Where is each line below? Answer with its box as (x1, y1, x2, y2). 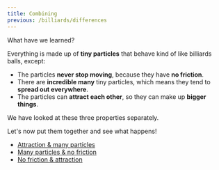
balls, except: (7, 56, 46, 65)
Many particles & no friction (17, 148, 97, 156)
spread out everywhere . (17, 85, 88, 93)
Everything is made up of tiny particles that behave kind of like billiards (7, 49, 212, 58)
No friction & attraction (17, 155, 83, 164)
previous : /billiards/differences (7, 17, 108, 24)
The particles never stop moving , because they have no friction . (17, 70, 204, 79)
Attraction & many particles (17, 140, 95, 148)
